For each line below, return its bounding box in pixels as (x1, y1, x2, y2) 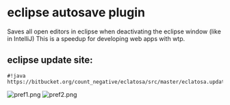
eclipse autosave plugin (7, 5, 146, 20)
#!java (7, 72, 26, 79)
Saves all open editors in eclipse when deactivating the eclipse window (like (7, 27, 221, 35)
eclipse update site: (7, 55, 93, 66)
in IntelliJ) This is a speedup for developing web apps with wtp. (7, 34, 186, 42)
